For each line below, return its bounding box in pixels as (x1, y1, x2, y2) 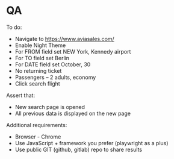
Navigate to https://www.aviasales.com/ (14, 35, 114, 42)
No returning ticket (14, 67, 62, 74)
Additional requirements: (6, 121, 67, 128)
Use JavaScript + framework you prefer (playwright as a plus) (14, 139, 169, 146)
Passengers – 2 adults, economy (14, 73, 96, 81)
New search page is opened (14, 103, 85, 110)
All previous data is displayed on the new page (14, 110, 131, 117)
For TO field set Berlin (14, 54, 69, 61)
